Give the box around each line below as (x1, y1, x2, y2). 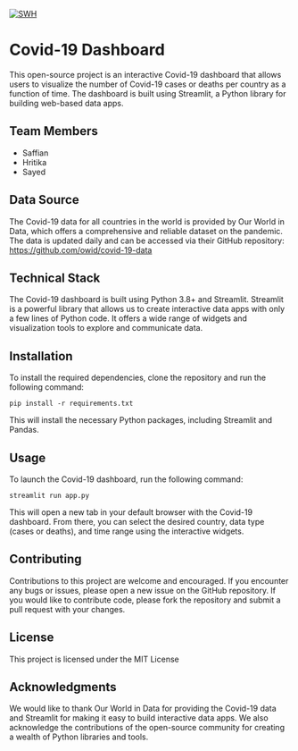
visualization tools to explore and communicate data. (9, 323, 203, 333)
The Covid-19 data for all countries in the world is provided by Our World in (9, 215, 286, 227)
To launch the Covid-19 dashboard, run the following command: (9, 474, 244, 485)
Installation (9, 349, 73, 364)
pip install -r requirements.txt (9, 399, 134, 409)
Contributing (9, 552, 82, 567)
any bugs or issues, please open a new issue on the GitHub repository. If (9, 585, 277, 595)
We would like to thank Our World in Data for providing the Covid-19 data (9, 703, 277, 714)
